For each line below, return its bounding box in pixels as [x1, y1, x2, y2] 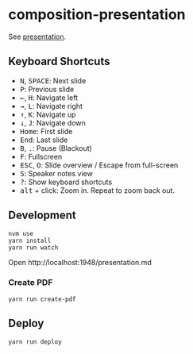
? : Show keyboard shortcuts [19, 177, 113, 187]
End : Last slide [19, 135, 68, 144]
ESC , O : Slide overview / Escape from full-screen [19, 160, 179, 170]
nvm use [8, 229, 34, 237]
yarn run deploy [8, 337, 62, 346]
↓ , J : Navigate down [19, 117, 86, 128]
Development [8, 209, 77, 222]
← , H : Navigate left [19, 93, 78, 102]
